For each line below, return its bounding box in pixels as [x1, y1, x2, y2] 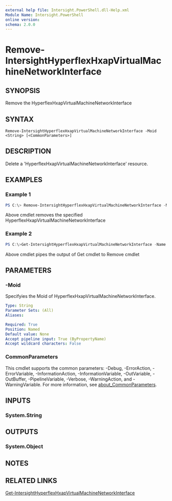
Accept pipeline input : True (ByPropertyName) [5, 336, 106, 342]
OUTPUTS [5, 427, 38, 436]
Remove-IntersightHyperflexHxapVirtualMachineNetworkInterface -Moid [5, 129, 157, 134]
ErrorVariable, [5, 370, 35, 377]
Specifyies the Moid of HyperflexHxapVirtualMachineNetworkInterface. [5, 293, 156, 299]
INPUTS [5, 396, 31, 405]
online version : [5, 17, 40, 22]
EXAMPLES [5, 175, 42, 184]
